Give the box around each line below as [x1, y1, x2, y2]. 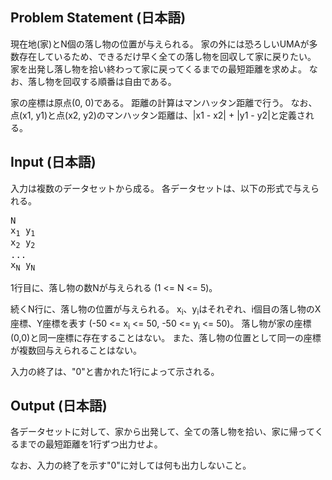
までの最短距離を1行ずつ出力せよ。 [18, 438, 163, 450]
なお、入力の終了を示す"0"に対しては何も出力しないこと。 [10, 459, 252, 472]
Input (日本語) [10, 154, 97, 171]
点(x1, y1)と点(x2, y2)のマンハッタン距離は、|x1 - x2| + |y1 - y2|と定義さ [10, 109, 306, 121]
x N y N [10, 259, 36, 273]
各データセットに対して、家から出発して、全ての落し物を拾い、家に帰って [10, 426, 315, 438]
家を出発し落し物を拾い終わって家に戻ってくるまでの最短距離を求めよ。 [10, 63, 307, 75]
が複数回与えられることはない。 [10, 344, 142, 356]
